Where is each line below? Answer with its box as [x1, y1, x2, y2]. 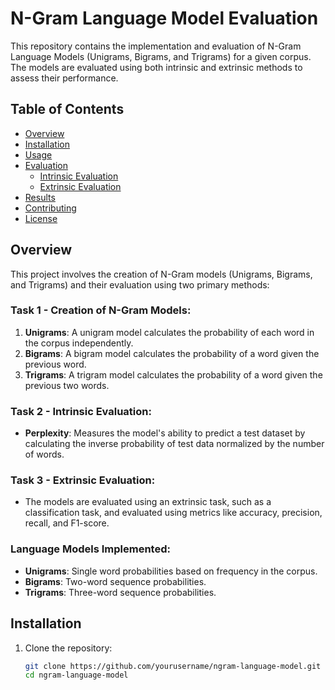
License [24, 212, 58, 224]
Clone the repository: [24, 642, 113, 654]
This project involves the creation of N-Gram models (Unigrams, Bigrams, [10, 268, 313, 280]
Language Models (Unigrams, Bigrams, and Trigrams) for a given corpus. [10, 50, 312, 62]
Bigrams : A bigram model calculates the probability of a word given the [24, 347, 320, 359]
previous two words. [24, 379, 110, 391]
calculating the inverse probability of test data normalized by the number [24, 438, 325, 450]
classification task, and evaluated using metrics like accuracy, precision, [24, 507, 323, 519]
